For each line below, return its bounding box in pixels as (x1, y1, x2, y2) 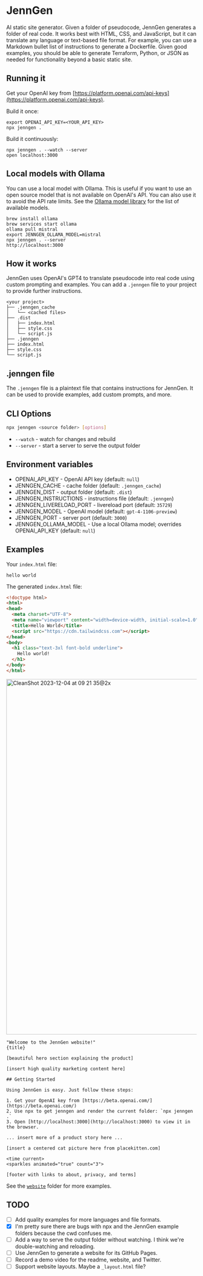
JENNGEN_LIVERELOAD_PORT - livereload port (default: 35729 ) (14, 501, 173, 508)
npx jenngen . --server (6, 237, 66, 243)
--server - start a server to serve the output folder (14, 442, 141, 449)
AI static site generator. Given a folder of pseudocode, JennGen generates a (6, 24, 196, 31)
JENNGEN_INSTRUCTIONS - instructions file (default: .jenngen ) (14, 494, 174, 502)
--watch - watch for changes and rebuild (14, 435, 116, 442)
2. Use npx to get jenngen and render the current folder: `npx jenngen (6, 1108, 193, 1114)
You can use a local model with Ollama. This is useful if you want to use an (6, 185, 192, 192)
